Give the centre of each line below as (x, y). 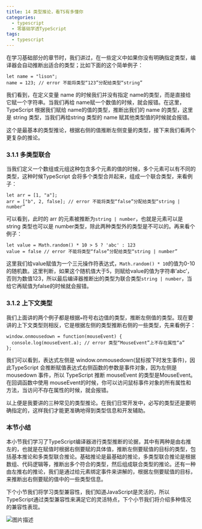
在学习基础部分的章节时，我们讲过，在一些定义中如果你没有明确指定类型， (98, 57)
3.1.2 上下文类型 (29, 303)
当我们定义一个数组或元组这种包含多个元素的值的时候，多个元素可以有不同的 (101, 169)
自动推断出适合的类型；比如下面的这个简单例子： (82, 65)
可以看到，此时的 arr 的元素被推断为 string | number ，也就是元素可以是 (95, 219)
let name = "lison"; (32, 76)
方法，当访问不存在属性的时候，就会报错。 (59, 390)
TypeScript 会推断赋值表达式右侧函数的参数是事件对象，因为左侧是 (94, 367)
